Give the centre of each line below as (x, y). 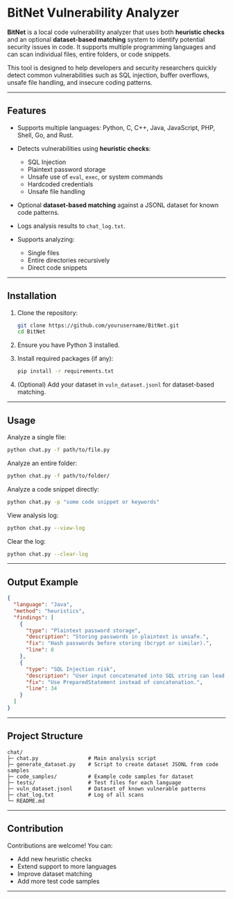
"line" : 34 (41, 689)
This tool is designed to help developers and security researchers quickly (112, 67)
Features (27, 111)
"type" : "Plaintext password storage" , (83, 631)
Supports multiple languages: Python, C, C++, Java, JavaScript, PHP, (116, 127)
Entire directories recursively (69, 260)
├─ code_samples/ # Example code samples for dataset (101, 777)
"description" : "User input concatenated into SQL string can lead (125, 676)
